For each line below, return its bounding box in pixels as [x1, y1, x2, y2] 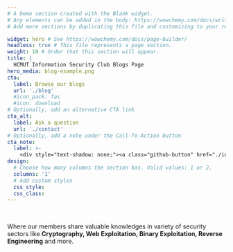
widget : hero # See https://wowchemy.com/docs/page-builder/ [7, 35, 188, 42]
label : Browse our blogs [13, 80, 85, 87]
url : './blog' [13, 87, 54, 94]
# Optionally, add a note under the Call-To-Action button [7, 132, 182, 139]
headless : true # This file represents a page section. [7, 42, 172, 49]
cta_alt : [7, 113, 33, 120]
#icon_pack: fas [13, 93, 60, 100]
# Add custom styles [13, 177, 73, 184]
